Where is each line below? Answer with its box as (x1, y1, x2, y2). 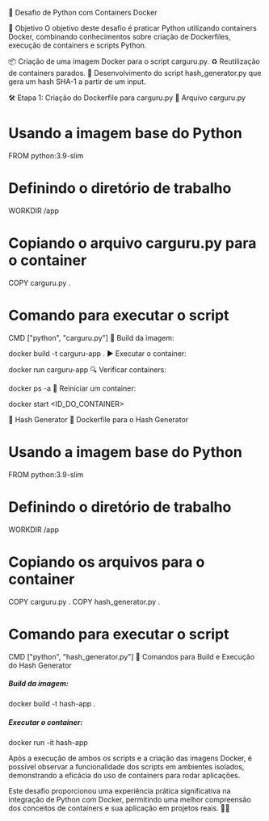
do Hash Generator (8, 660, 73, 670)
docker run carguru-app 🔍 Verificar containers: (8, 364, 167, 375)
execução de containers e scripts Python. (8, 40, 147, 50)
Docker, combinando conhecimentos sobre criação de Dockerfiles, (8, 32, 231, 41)
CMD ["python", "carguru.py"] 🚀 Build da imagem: (8, 333, 175, 342)
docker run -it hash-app (8, 738, 89, 748)
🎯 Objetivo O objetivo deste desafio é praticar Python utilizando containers (8, 23, 257, 32)
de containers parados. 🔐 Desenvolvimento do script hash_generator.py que (8, 69, 262, 77)
